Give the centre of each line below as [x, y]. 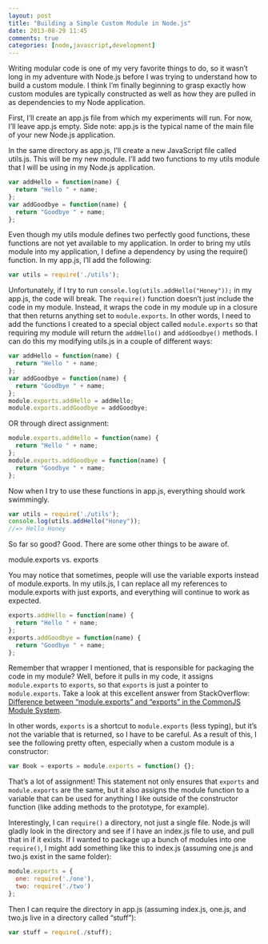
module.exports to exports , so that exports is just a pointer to [108, 685]
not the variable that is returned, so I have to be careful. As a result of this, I [133, 735]
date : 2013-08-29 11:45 [48, 30]
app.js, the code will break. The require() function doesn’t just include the [131, 299]
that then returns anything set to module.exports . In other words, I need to [130, 316]
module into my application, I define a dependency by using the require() [128, 252]
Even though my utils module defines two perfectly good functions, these [129, 235]
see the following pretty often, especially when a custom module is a [121, 743]
